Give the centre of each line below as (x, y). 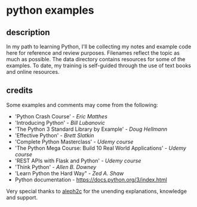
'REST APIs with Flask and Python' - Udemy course (78, 161)
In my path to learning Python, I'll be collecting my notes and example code (99, 46)
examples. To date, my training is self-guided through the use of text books (98, 65)
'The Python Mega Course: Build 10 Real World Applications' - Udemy (101, 148)
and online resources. (33, 72)
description (28, 32)
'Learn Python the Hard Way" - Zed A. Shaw (69, 173)
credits (20, 91)
